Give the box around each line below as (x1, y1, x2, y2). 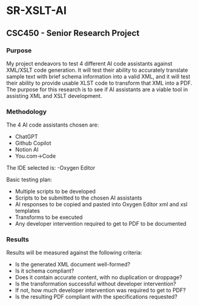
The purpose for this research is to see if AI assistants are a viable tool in (6, 86, 188, 93)
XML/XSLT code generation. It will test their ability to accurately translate (6, 66, 188, 74)
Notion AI (15, 146, 39, 153)
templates (15, 207, 41, 215)
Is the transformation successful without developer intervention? (15, 280, 177, 288)
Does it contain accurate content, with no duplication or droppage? (15, 274, 183, 281)
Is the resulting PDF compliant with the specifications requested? (15, 293, 177, 301)
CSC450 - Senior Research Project (6, 28, 140, 38)
